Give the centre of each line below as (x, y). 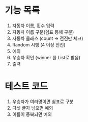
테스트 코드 (26, 87)
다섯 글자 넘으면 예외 (33, 108)
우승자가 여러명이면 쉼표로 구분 (43, 101)
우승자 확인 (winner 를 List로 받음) (46, 57)
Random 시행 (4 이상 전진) (39, 44)
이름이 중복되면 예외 (32, 114)
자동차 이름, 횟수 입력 (33, 26)
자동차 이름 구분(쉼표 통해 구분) (43, 32)
